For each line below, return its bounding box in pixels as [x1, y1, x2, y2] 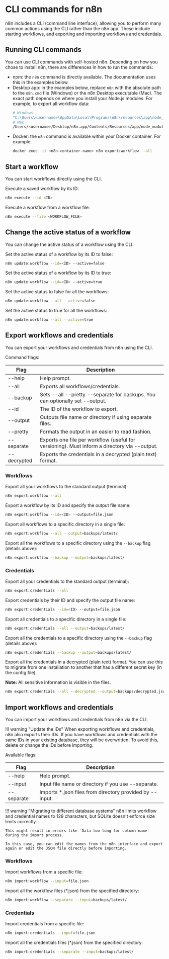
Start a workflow [5, 162, 59, 171]
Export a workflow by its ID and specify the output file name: [5, 502, 131, 508]
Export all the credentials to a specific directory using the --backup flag [5, 635, 152, 641]
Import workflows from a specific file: [5, 869, 83, 875]
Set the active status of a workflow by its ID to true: [5, 270, 112, 276]
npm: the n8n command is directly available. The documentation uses [12, 74, 156, 80]
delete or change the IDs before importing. [5, 742, 94, 748]
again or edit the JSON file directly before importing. [5, 846, 127, 851]
